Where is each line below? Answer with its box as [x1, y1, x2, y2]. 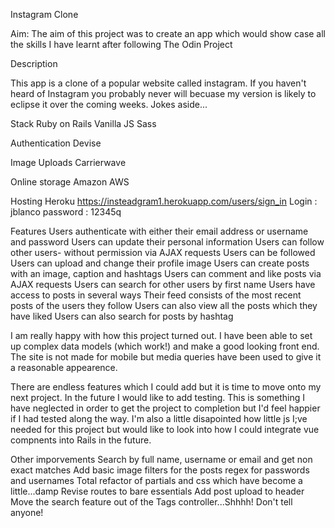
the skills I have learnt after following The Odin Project [10, 39, 233, 50]
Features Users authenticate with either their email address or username [10, 225, 309, 237]
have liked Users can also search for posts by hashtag [10, 310, 234, 322]
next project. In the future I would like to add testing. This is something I [10, 392, 306, 403]
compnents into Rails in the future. [10, 434, 152, 446]
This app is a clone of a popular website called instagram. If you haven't [10, 77, 307, 89]
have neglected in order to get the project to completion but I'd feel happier [10, 402, 321, 414]
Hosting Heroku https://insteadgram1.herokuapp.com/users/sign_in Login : [10, 195, 318, 207]
